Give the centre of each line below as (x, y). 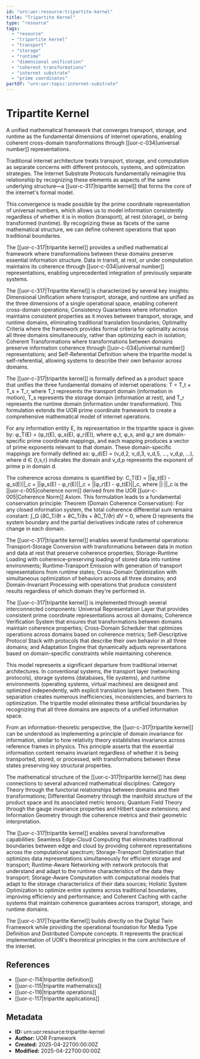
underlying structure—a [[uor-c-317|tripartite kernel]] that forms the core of (99, 186)
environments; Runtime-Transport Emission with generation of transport (94, 565)
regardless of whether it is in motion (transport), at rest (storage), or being (97, 216)
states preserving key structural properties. (59, 765)
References (28, 965)
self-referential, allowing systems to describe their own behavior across (94, 360)
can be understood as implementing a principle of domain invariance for (95, 733)
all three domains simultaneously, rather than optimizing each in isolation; (96, 335)
